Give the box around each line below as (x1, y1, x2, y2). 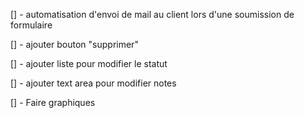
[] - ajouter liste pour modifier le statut (10, 58, 168, 69)
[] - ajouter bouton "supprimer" (10, 39, 139, 50)
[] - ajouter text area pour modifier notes (10, 77, 177, 89)
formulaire (10, 19, 53, 31)
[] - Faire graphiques (10, 97, 96, 108)
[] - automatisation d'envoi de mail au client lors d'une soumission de (10, 9, 295, 20)
